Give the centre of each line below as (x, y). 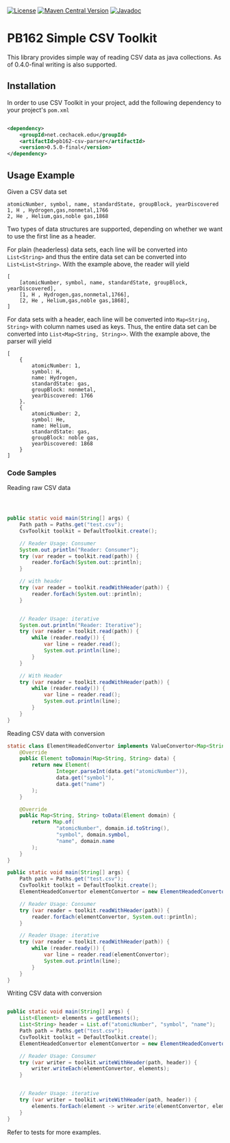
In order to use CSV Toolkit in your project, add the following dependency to (114, 102)
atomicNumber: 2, (56, 414)
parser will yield (29, 341)
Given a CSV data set (37, 191)
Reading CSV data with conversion (56, 733)
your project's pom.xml (38, 110)
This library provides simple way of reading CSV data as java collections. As (114, 57)
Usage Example (41, 175)
